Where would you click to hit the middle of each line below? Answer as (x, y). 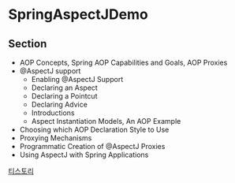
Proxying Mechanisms (56, 138)
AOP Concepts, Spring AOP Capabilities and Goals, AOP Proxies (123, 62)
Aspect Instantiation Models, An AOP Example (106, 121)
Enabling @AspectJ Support (77, 79)
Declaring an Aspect (65, 88)
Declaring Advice (60, 105)
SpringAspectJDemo (78, 15)
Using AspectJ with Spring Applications (84, 155)
